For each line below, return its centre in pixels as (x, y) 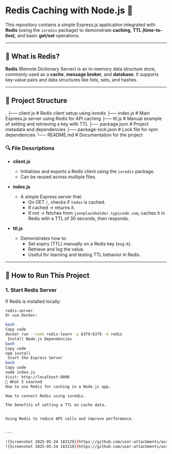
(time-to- (153, 30)
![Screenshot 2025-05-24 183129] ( (42, 442)
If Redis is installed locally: (33, 301)
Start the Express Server (35, 358)
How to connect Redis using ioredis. (46, 396)
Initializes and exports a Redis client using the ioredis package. (88, 171)
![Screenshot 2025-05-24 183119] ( (42, 446)
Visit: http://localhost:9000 (38, 377)
